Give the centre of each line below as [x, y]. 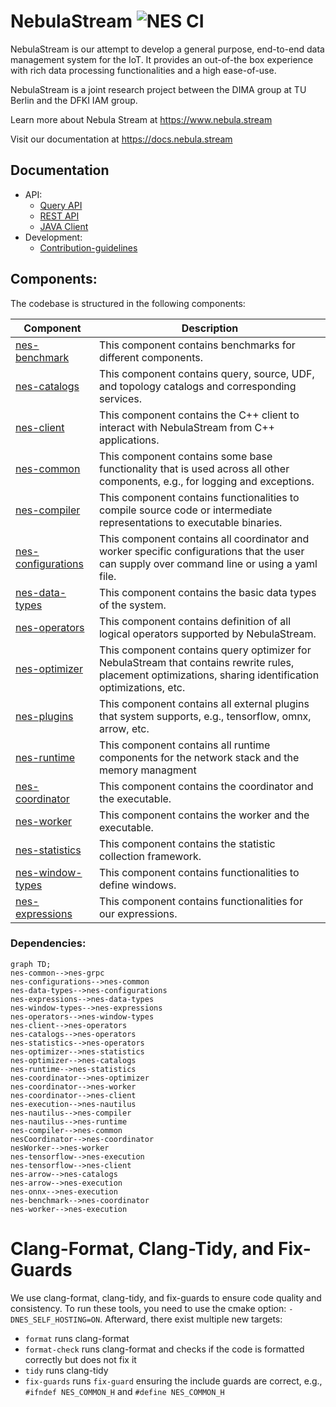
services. [120, 398]
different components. [150, 357]
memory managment [147, 770]
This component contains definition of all [195, 621]
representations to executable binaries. [190, 522]
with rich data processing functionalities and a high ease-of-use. [143, 70]
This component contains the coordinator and [206, 786]
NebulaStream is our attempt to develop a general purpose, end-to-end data [167, 49]
